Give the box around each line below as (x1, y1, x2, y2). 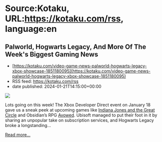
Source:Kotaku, (5, 3, 69, 14)
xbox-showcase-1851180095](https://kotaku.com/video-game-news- (12, 68, 151, 74)
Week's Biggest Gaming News (5, 50, 98, 58)
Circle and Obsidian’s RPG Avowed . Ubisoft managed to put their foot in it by (5, 112, 158, 118)
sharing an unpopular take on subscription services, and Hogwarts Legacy (5, 117, 154, 123)
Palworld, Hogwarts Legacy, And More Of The (5, 43, 146, 51)
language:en (5, 24, 57, 34)
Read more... (5, 132, 31, 138)
